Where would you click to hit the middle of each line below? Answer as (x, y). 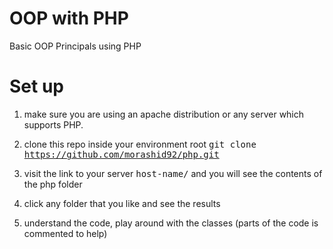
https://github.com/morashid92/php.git (121, 154)
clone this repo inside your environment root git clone (140, 144)
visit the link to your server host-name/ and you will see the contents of (173, 173)
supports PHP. (53, 124)
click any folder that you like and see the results (122, 203)
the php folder (53, 184)
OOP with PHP (69, 18)
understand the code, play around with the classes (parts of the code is (171, 223)
